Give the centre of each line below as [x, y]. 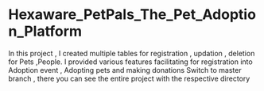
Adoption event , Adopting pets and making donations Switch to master [125, 70]
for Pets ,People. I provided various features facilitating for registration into [130, 62]
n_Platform [45, 31]
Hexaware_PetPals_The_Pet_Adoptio [132, 15]
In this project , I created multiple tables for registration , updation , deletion [132, 53]
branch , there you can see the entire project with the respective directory [129, 78]
